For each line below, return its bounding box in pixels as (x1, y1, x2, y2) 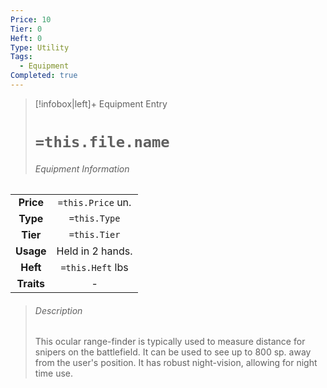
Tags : (10, 52, 33, 62)
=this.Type (68, 213, 121, 225)
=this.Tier (68, 229, 121, 241)
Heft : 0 (10, 33, 43, 43)
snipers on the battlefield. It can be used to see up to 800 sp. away (34, 346, 312, 358)
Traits (16, 277, 45, 291)
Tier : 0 (10, 24, 43, 34)
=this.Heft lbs (60, 261, 129, 275)
